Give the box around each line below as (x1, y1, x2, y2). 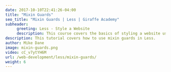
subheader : (5, 21, 28, 27)
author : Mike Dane (5, 41, 44, 46)
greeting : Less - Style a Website (16, 26, 90, 31)
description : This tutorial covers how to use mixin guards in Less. (5, 36, 156, 41)
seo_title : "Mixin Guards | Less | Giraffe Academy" (5, 17, 120, 22)
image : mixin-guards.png (5, 45, 58, 50)
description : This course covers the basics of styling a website (16, 31, 160, 36)
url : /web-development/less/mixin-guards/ (5, 54, 97, 60)
